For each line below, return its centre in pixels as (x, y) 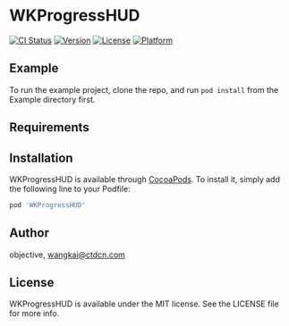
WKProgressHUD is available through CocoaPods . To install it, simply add (144, 179)
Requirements (49, 127)
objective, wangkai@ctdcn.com (67, 255)
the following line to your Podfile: (70, 188)
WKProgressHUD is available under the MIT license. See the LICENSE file (144, 304)
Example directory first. (52, 99)
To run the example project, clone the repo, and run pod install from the (144, 89)
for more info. (34, 313)
